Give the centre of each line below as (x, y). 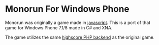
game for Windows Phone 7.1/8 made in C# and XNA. (59, 27)
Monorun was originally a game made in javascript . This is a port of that (78, 22)
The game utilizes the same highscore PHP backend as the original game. (80, 37)
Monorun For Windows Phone (67, 9)
